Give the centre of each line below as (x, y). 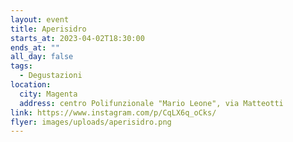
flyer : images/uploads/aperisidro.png (91, 122)
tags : (21, 66)
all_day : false (42, 57)
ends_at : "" (35, 47)
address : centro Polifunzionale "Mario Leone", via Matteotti (151, 103)
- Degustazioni (51, 76)
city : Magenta (48, 94)
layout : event (40, 19)
